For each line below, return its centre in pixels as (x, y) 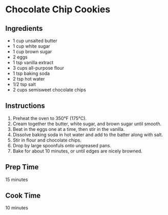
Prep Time (22, 167)
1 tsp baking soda (31, 73)
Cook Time (23, 196)
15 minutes (17, 179)
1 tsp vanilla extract (33, 62)
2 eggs (20, 57)
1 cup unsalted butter (35, 41)
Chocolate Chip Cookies (58, 9)
